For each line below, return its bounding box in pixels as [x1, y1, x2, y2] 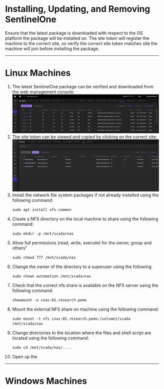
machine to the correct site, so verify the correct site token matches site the [5, 40, 158, 46]
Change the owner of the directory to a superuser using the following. [12, 264, 153, 269]
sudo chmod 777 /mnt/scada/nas [12, 255, 76, 260]
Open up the [12, 354, 38, 360]
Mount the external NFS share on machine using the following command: [12, 306, 159, 312]
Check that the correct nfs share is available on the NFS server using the [12, 282, 159, 288]
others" [12, 245, 28, 251]
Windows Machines [5, 375, 87, 387]
